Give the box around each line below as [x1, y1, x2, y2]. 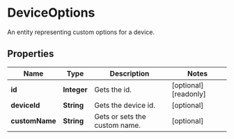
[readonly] [171, 89, 207, 99]
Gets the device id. [93, 100, 155, 110]
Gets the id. [93, 85, 132, 95]
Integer [63, 85, 88, 95]
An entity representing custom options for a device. [7, 28, 155, 36]
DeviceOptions [7, 5, 95, 21]
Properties [7, 48, 54, 60]
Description [109, 68, 150, 78]
